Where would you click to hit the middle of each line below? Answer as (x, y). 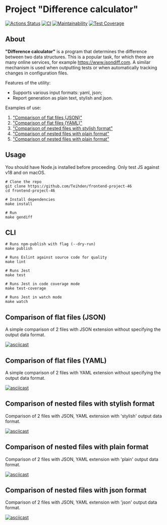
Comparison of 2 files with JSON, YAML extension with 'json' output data (81, 502)
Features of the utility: (28, 82)
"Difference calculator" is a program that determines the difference (76, 51)
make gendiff (19, 217)
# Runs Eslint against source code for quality (56, 257)
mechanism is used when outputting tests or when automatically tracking (81, 67)
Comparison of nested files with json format (76, 490)
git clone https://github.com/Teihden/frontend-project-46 (69, 186)
